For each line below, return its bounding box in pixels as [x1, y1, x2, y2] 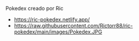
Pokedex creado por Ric [5, 5, 64, 12]
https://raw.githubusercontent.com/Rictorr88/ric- [13, 23, 133, 29]
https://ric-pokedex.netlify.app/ [13, 16, 90, 23]
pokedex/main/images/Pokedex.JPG [13, 28, 103, 35]
